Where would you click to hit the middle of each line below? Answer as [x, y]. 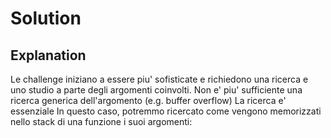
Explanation [48, 55]
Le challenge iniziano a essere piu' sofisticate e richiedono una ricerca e [159, 79]
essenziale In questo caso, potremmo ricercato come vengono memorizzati [166, 111]
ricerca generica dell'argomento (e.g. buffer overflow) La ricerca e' [148, 100]
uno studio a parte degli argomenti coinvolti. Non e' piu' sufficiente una [156, 90]
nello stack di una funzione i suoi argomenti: [101, 121]
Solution [46, 18]
